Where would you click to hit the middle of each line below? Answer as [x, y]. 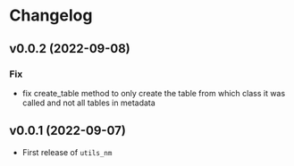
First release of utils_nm [67, 152]
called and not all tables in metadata [89, 103]
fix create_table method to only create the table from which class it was [154, 93]
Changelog [51, 16]
